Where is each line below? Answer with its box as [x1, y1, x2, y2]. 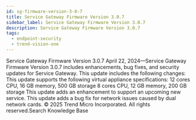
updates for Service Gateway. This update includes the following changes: [6, 70, 186, 77]
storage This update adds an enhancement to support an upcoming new [6, 88, 181, 95]
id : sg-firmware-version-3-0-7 [6, 8, 83, 15]
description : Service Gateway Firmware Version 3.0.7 [6, 25, 141, 31]
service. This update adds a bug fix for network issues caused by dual [6, 94, 176, 101]
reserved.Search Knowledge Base [6, 107, 89, 114]
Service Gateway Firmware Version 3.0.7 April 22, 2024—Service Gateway [6, 57, 187, 64]
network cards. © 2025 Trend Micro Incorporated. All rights [6, 101, 151, 108]
